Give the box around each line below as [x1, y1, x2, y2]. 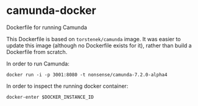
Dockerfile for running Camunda [6, 24, 87, 31]
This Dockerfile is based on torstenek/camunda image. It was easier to [6, 35, 181, 42]
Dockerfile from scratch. [6, 48, 68, 55]
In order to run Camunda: [6, 60, 70, 67]
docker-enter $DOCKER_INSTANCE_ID [6, 94, 94, 100]
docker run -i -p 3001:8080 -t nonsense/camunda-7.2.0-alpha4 [6, 71, 168, 78]
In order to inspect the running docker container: [6, 82, 129, 90]
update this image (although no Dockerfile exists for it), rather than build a [6, 42, 192, 49]
